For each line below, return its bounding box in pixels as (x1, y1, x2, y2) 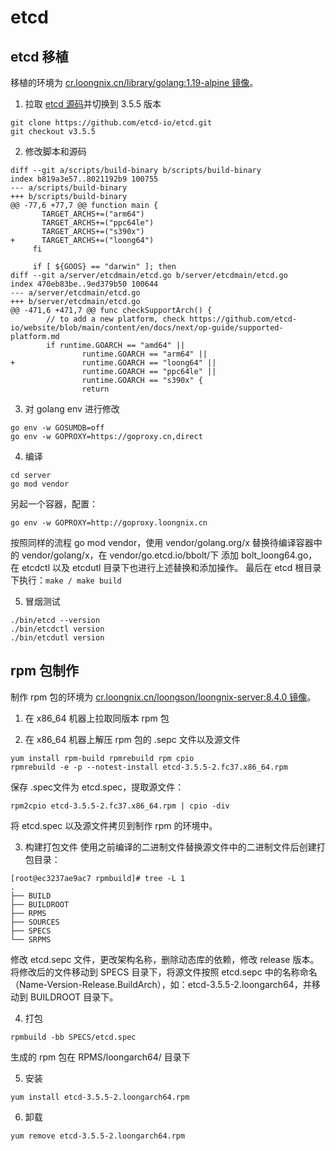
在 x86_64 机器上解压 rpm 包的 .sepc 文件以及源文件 (24, 733, 241, 745)
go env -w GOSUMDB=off (10, 423, 105, 433)
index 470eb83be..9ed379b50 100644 (10, 279, 159, 289)
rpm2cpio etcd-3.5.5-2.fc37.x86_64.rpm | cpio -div (10, 801, 230, 811)
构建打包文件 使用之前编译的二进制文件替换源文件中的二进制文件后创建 (24, 841, 317, 853)
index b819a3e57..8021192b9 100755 (10, 174, 159, 184)
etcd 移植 (10, 48, 69, 65)
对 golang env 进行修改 (24, 403, 120, 415)
